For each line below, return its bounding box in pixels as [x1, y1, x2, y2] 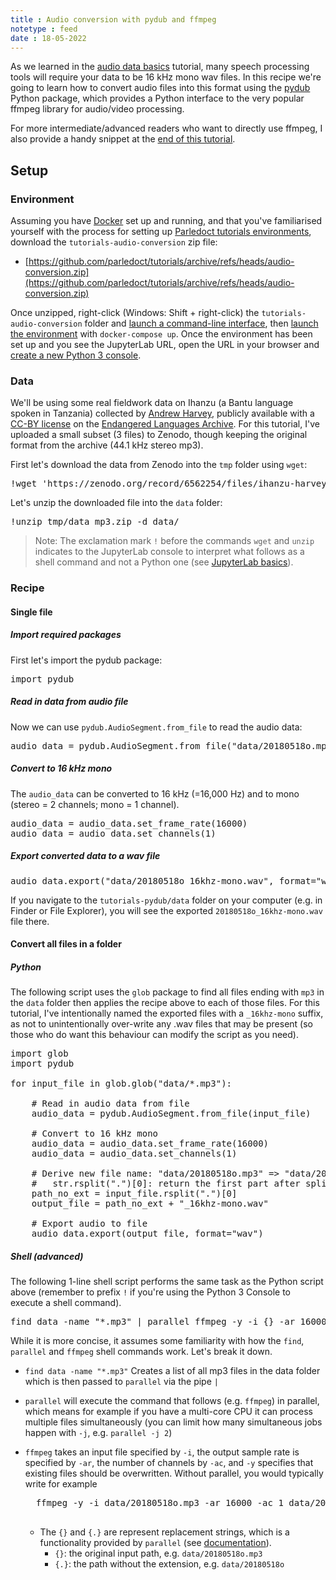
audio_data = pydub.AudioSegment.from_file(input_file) [31, 1108, 312, 1120]
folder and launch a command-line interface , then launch [84, 317, 319, 330]
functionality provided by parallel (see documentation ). [39, 1537, 272, 1549]
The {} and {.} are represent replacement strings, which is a [39, 1526, 290, 1538]
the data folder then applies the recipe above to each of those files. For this [10, 997, 320, 1009]
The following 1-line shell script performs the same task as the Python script [10, 1276, 324, 1288]
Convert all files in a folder [10, 938, 122, 950]
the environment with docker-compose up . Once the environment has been [10, 328, 313, 340]
